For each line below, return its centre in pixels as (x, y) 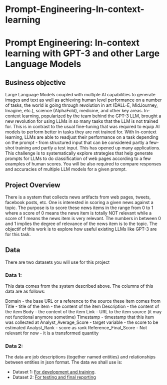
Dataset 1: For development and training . (54, 372)
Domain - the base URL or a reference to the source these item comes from (83, 301)
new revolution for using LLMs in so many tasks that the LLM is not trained (82, 121)
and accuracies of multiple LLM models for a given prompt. (66, 169)
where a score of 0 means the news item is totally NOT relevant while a (78, 213)
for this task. (18, 234)
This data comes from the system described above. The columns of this (79, 286)
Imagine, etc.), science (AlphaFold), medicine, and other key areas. (74, 111)
